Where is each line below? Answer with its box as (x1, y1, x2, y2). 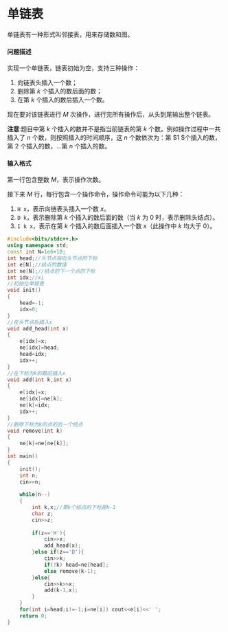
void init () (7, 286, 41, 294)
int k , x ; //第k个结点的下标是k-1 (32, 504, 116, 511)
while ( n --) (19, 491, 51, 498)
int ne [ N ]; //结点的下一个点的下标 (7, 267, 95, 275)
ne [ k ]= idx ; (19, 402, 51, 409)
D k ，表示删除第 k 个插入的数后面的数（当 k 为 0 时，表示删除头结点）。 (16, 214, 219, 222)
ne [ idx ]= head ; (19, 344, 60, 351)
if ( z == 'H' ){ (32, 530, 67, 537)
